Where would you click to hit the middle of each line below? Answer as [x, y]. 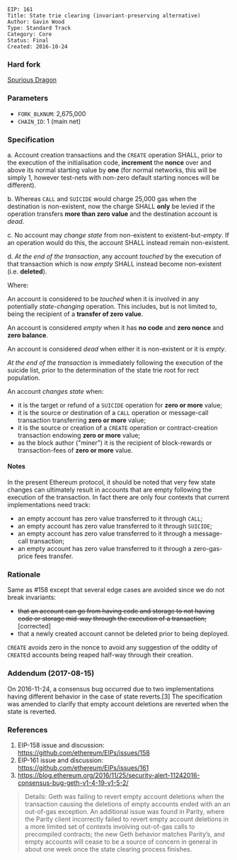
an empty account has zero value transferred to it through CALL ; [110, 519]
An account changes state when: [56, 391]
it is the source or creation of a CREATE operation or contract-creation [117, 427]
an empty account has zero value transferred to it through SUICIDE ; [115, 526]
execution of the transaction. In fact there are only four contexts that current [118, 497]
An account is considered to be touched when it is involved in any [103, 299]
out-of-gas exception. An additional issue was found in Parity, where [125, 811]
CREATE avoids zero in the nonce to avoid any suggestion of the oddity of [112, 647]
